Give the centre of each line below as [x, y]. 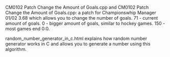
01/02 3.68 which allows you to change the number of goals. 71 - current [82, 18]
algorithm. [16, 49]
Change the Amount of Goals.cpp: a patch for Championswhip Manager [81, 13]
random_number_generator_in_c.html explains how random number [76, 38]
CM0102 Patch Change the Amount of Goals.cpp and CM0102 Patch [77, 7]
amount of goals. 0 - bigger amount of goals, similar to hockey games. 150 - [85, 23]
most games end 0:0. [28, 29]
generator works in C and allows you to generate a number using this [78, 44]
